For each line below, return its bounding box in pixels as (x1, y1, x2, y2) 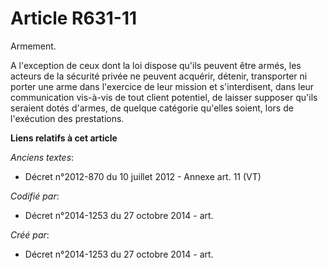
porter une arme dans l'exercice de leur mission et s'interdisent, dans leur (10, 80, 315, 92)
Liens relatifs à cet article (10, 132, 118, 144)
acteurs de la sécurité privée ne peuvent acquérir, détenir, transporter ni (10, 70, 308, 82)
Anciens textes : (10, 151, 75, 163)
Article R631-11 (10, 7, 138, 30)
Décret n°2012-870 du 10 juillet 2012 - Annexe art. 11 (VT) (24, 170, 262, 182)
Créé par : (10, 228, 50, 241)
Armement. (10, 40, 57, 52)
